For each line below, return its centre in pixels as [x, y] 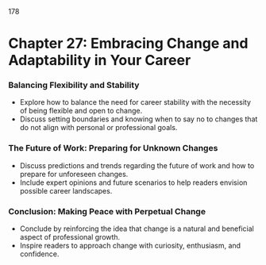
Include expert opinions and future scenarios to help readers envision [133, 182]
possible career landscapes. [66, 190]
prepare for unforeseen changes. [74, 174]
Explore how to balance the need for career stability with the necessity [135, 102]
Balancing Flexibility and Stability [74, 85]
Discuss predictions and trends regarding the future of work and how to [137, 165]
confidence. [39, 254]
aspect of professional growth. [70, 237]
